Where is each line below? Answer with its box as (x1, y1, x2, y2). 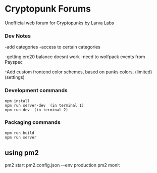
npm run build (5, 130, 35, 136)
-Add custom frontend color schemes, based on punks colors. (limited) (5, 69, 152, 75)
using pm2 (5, 149, 39, 157)
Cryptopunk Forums (5, 3, 91, 15)
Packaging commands (5, 119, 61, 126)
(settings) (5, 74, 25, 80)
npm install (5, 98, 30, 104)
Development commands (5, 87, 68, 94)
